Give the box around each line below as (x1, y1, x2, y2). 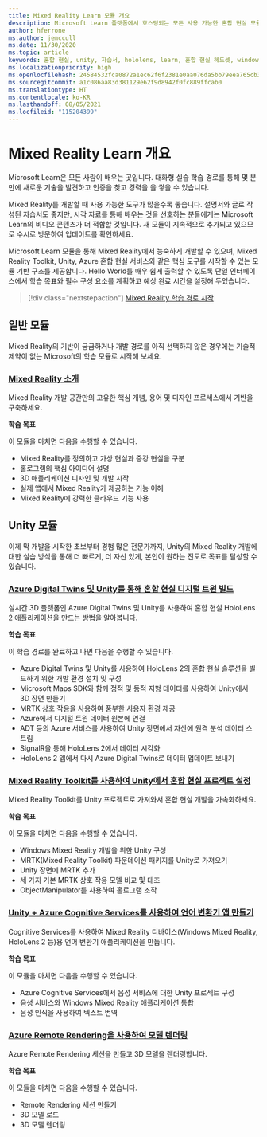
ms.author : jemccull (8, 33, 77, 42)
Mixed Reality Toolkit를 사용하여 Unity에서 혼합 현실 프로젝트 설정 (8, 775, 251, 786)
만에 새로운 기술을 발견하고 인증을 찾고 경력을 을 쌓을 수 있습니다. (8, 182, 210, 192)
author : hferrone (8, 26, 66, 34)
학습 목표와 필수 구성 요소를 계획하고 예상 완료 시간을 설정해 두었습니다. (29, 276, 250, 285)
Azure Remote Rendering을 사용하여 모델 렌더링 (8, 1029, 188, 1041)
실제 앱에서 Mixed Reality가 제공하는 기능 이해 (19, 484, 164, 493)
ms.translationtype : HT (8, 85, 87, 94)
